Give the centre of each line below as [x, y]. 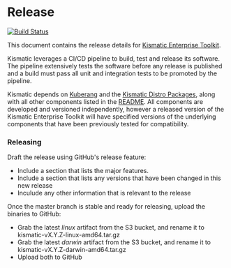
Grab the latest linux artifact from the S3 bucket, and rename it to [111, 228]
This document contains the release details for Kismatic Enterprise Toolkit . [114, 45]
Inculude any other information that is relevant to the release [104, 193]
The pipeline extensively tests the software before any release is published [115, 66]
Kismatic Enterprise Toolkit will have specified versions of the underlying [112, 117]
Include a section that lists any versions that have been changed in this [119, 178]
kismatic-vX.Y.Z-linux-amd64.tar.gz [68, 235]
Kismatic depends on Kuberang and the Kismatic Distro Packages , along [111, 94]
